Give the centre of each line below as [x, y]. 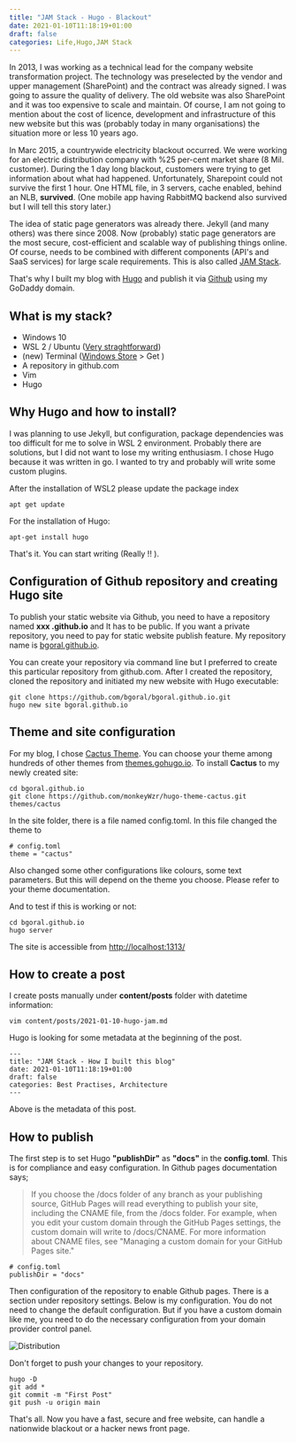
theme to [26, 830]
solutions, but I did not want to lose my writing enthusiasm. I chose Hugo [141, 452]
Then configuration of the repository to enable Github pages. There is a [139, 1291]
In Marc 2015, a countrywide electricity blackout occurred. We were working [148, 151]
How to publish [52, 1137]
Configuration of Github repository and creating [144, 581]
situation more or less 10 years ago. [74, 133]
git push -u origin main [55, 1403]
